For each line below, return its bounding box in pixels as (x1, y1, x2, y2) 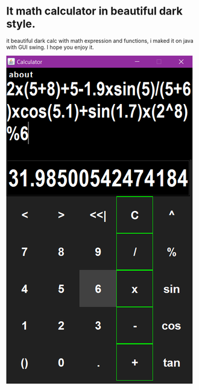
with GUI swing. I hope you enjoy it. (6, 44, 95, 51)
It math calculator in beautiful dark (6, 4, 183, 18)
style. (6, 17, 36, 31)
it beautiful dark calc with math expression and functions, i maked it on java (6, 37, 194, 44)
